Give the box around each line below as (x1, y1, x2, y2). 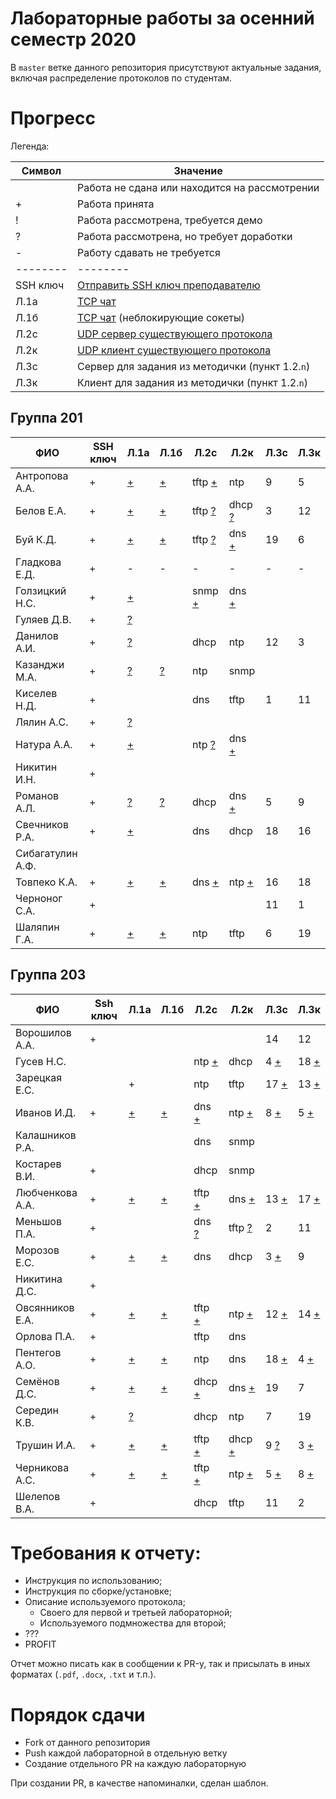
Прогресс (10, 107, 96, 130)
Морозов (15, 1243, 60, 1257)
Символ (21, 163, 62, 177)
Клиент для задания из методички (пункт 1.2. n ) (77, 375, 308, 389)
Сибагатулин (15, 846, 78, 860)
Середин (15, 1403, 59, 1417)
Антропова (15, 468, 69, 482)
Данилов (15, 628, 59, 642)
